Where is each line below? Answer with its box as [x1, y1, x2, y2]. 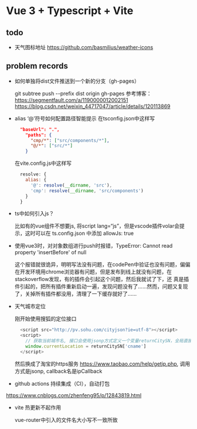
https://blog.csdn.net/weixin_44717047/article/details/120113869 [14, 103, 171, 110]
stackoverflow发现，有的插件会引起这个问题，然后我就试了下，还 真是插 [14, 276, 189, 283]
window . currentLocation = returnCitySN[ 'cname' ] [25, 343, 147, 350]
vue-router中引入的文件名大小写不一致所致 [14, 416, 118, 423]
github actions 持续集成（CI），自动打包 [14, 380, 110, 387]
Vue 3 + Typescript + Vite [6, 4, 134, 18]
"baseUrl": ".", [20, 126, 60, 133]
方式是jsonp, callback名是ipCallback [14, 367, 103, 374]
